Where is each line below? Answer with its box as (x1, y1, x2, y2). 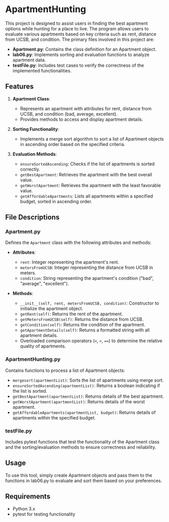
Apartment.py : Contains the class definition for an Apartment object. (12, 46, 156, 52)
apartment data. (12, 57, 46, 63)
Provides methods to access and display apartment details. (20, 116, 143, 122)
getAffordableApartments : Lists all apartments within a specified (20, 193, 153, 199)
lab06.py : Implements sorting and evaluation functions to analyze (12, 52, 150, 58)
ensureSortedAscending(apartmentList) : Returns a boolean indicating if (12, 383, 160, 389)
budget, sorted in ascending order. (20, 198, 92, 204)
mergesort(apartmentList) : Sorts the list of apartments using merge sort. (12, 377, 164, 383)
